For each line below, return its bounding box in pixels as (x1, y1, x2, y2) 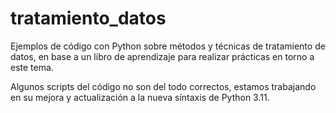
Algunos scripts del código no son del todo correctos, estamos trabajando (10, 80, 317, 92)
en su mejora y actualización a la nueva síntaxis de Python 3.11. (10, 91, 270, 103)
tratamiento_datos (10, 7, 167, 30)
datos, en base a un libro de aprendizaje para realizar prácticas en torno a (10, 50, 315, 62)
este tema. (10, 61, 54, 73)
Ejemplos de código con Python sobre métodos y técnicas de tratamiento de (10, 40, 326, 52)
